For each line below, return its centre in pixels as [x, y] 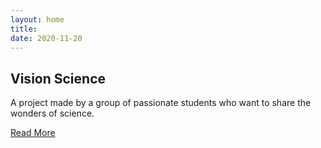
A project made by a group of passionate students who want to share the [161, 103]
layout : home [37, 19]
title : [24, 29]
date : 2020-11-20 [46, 38]
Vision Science [58, 78]
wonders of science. [52, 113]
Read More [33, 133]
